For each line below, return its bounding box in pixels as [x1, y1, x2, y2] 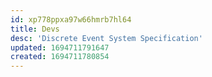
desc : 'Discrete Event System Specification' [10, 33, 203, 43]
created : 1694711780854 [10, 52, 110, 62]
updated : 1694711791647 [10, 42, 110, 53]
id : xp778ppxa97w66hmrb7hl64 [10, 14, 132, 25]
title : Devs [10, 24, 60, 34]
